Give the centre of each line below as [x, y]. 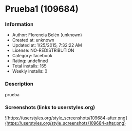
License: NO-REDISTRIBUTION [43, 50]
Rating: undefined [30, 61]
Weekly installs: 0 [30, 71]
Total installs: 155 [29, 66]
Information [19, 24]
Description [19, 84]
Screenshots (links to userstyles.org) [50, 107]
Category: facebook [32, 56]
